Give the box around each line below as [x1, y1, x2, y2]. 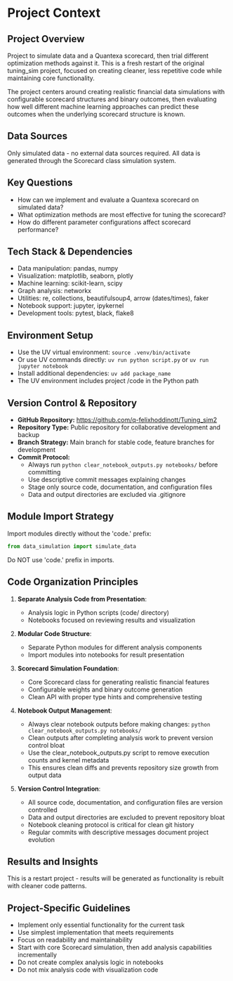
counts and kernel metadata [27, 755, 109, 764]
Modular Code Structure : [17, 629, 92, 637]
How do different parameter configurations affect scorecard [17, 218, 191, 226]
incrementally [17, 951, 58, 959]
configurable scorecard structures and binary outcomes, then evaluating [7, 95, 218, 103]
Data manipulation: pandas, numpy [17, 264, 119, 273]
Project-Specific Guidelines [7, 902, 131, 914]
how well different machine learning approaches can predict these [7, 103, 199, 110]
